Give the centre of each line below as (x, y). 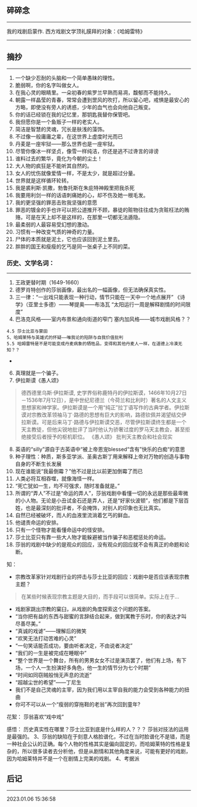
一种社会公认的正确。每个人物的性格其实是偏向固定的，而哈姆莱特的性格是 (96, 744)
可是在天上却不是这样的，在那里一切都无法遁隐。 (84, 217)
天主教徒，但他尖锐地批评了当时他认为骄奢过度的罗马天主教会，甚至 (103, 429)
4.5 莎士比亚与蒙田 (27, 331)
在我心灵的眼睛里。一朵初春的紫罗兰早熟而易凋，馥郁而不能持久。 (94, 92)
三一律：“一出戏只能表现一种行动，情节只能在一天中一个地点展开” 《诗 (100, 297)
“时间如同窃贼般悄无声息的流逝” (53, 675)
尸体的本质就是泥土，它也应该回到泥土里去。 (69, 239)
